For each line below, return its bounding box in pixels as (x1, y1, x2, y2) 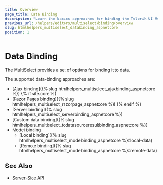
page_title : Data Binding (5, 12, 57, 17)
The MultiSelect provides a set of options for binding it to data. (5, 67, 130, 73)
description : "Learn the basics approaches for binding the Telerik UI (5, 16, 153, 21)
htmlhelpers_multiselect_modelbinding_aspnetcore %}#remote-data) (19, 148, 157, 153)
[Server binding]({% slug (12, 106, 62, 112)
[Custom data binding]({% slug (12, 116, 74, 122)
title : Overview (5, 7, 38, 12)
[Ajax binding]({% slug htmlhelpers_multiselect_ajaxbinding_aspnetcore (12, 86, 156, 92)
